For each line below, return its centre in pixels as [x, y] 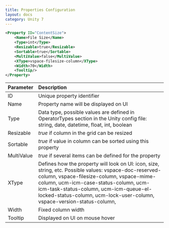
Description [52, 88]
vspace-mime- [137, 177]
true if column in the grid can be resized [85, 133]
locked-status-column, [66, 195]
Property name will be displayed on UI [83, 104]
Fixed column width [61, 210]
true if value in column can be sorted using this [94, 141]
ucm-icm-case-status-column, [97, 183]
